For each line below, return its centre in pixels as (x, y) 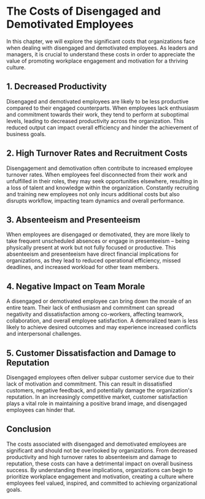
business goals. (26, 134)
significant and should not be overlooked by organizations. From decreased (102, 450)
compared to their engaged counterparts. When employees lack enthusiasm (103, 108)
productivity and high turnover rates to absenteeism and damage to (92, 457)
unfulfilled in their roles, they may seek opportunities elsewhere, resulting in (102, 181)
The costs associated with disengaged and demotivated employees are (97, 444)
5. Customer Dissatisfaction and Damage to (91, 353)
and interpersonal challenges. (44, 334)
